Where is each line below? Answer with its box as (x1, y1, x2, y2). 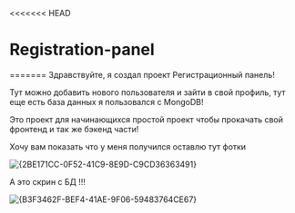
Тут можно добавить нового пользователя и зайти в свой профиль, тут (9, 86, 286, 98)
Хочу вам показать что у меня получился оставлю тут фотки (9, 140, 247, 152)
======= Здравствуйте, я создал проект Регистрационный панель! (9, 69, 275, 80)
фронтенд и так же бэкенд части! (9, 123, 139, 134)
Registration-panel (9, 40, 155, 60)
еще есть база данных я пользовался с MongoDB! (9, 96, 204, 107)
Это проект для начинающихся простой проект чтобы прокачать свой (9, 113, 284, 125)
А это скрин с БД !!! (9, 176, 86, 187)
